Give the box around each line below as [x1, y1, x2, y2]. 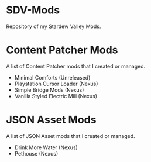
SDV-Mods [6, 4, 60, 17]
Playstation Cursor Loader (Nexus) [14, 80, 98, 87]
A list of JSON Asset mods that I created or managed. [6, 132, 136, 139]
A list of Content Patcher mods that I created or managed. [6, 63, 145, 70]
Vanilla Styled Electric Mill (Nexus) [14, 92, 98, 99]
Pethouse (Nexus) [14, 150, 59, 157]
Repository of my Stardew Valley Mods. [6, 23, 101, 30]
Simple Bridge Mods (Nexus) [14, 86, 84, 94]
